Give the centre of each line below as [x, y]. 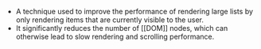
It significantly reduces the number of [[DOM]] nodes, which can [122, 28]
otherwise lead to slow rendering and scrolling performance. [115, 36]
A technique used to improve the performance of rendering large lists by [134, 11]
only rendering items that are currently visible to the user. [110, 20]
